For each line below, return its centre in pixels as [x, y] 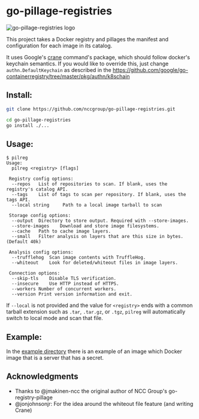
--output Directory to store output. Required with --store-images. [100, 221]
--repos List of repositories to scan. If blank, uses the [90, 184]
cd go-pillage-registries [38, 120]
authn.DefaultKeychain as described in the [59, 70]
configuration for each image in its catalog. [59, 46]
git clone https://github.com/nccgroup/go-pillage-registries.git [91, 109]
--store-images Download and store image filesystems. [86, 226]
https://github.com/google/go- [151, 70]
